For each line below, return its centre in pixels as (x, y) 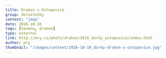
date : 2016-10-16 (24, 24)
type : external (21, 33)
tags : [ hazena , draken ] (30, 29)
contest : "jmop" (22, 19)
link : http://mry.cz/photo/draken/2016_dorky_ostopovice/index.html (79, 38)
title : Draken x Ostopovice (35, 10)
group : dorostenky (25, 15)
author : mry (18, 43)
